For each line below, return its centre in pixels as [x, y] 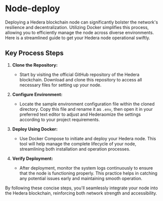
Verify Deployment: [33, 158]
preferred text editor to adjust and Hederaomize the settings [80, 114]
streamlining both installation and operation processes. [75, 149]
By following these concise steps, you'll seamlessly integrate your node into [81, 188]
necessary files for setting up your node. [60, 85]
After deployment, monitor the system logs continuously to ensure [86, 168]
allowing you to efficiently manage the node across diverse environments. [80, 32]
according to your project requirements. [60, 119]
